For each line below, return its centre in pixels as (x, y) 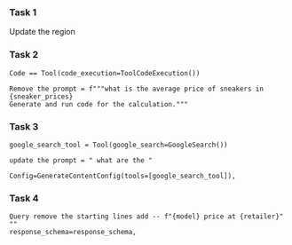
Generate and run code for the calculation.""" (99, 104)
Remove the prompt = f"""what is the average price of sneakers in (137, 89)
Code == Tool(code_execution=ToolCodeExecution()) (105, 73)
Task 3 (24, 126)
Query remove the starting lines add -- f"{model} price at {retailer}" (146, 217)
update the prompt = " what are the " (81, 160)
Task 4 (24, 198)
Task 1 (23, 12)
